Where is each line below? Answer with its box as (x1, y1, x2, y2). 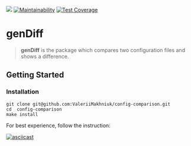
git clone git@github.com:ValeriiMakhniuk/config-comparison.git (6, 101, 170, 107)
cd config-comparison (6, 106, 62, 112)
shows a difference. (20, 53, 69, 60)
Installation (6, 87, 40, 96)
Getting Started (6, 70, 64, 80)
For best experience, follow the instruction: (6, 122, 111, 129)
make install (6, 111, 38, 118)
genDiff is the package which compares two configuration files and (20, 46, 185, 53)
